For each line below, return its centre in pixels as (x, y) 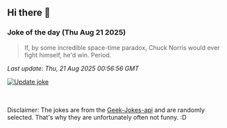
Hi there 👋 (29, 13)
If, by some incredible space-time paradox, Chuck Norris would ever (122, 47)
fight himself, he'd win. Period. (68, 55)
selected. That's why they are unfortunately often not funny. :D (97, 117)
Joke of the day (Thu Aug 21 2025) (67, 33)
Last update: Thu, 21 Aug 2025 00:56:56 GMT (73, 68)
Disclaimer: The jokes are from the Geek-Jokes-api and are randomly (106, 110)
